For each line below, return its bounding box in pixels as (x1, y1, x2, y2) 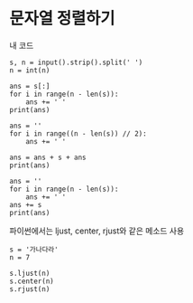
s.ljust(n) (9, 269, 51, 278)
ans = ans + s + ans (9, 153, 87, 162)
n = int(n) (9, 65, 51, 75)
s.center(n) (9, 277, 54, 286)
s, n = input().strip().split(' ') (9, 58, 143, 67)
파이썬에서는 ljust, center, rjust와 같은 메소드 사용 (9, 225, 185, 236)
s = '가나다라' (9, 245, 59, 254)
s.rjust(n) (9, 284, 51, 294)
